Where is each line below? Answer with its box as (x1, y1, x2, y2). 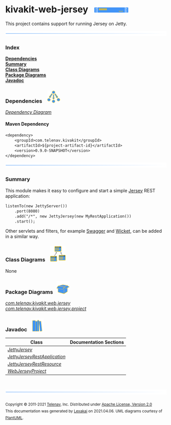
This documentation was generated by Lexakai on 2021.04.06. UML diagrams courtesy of (5, 409, 163, 414)
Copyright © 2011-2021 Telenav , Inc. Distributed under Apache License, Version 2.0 (5, 401, 153, 407)
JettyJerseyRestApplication (7, 354, 66, 360)
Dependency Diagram (5, 109, 52, 115)
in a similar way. (5, 233, 39, 239)
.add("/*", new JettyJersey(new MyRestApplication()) (14, 214, 132, 219)
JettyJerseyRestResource (7, 360, 61, 367)
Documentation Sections (70, 339, 124, 345)
